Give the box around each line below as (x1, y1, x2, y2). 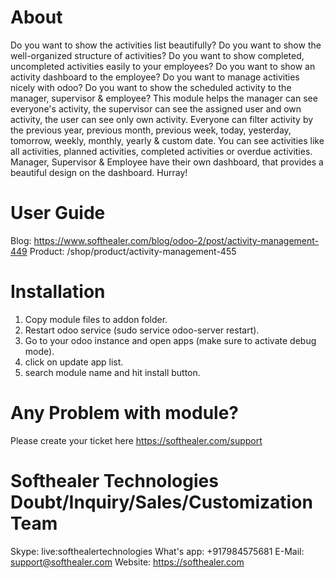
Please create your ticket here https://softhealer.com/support (10, 434, 263, 446)
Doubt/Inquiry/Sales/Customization (10, 491, 313, 513)
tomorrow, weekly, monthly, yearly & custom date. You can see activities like (10, 134, 325, 146)
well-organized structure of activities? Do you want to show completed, (10, 49, 305, 61)
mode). (24, 345, 55, 357)
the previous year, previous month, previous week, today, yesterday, (10, 124, 292, 136)
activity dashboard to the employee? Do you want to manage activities (10, 71, 300, 83)
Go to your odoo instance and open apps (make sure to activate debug (24, 334, 317, 346)
